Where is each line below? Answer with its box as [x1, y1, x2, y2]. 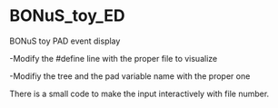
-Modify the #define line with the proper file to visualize [9, 53, 218, 64]
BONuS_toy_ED [9, 5, 125, 26]
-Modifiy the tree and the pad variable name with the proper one [9, 70, 251, 82]
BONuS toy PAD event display [9, 35, 121, 46]
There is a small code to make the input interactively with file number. [9, 88, 270, 99]
